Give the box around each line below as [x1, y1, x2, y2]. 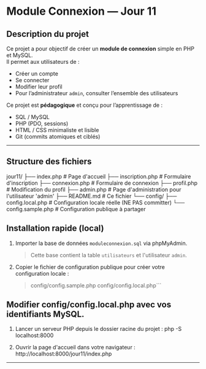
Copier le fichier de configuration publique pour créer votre [15, 263, 166, 271]
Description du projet [6, 29, 90, 39]
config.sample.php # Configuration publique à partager [6, 205, 146, 212]
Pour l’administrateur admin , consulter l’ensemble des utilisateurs [15, 90, 178, 96]
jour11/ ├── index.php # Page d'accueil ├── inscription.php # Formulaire [6, 173, 191, 180]
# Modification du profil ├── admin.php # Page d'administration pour [6, 185, 182, 193]
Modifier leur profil [15, 83, 63, 90]
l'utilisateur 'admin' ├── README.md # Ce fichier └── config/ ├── [6, 192, 177, 200]
